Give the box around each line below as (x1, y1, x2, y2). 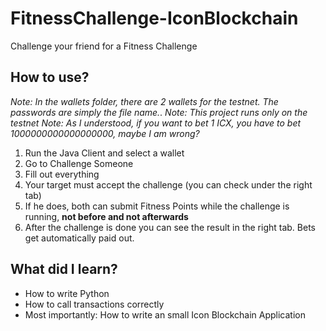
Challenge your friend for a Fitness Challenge (10, 40, 198, 52)
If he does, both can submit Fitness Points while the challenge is (24, 200, 290, 212)
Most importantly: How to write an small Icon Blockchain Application (24, 308, 306, 321)
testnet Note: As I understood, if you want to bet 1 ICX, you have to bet (10, 117, 302, 129)
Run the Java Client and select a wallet (24, 147, 185, 159)
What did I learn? (10, 261, 118, 278)
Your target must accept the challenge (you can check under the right (24, 178, 313, 191)
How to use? (10, 69, 90, 86)
